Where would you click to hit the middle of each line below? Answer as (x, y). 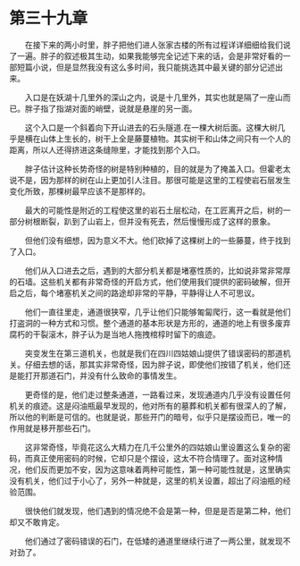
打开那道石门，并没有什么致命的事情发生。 (103, 376)
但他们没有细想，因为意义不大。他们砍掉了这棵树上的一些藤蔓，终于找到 (158, 240)
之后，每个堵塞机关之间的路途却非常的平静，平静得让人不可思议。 (138, 292)
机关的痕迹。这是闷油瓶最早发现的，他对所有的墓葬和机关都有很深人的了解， (150, 405)
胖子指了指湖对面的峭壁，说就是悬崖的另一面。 (111, 108)
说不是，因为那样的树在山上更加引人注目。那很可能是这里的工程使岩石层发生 (150, 180)
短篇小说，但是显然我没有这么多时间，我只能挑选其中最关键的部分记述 (146, 67)
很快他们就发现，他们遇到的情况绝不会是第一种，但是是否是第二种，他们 (158, 511)
